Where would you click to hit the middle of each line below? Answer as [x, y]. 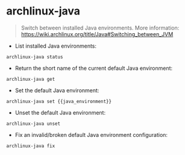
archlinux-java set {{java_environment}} [59, 101]
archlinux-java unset [33, 124]
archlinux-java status [35, 57]
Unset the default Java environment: [60, 112]
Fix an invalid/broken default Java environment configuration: [91, 134]
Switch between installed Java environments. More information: [100, 28]
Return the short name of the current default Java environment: [94, 68]
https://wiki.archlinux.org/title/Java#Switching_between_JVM [97, 34]
